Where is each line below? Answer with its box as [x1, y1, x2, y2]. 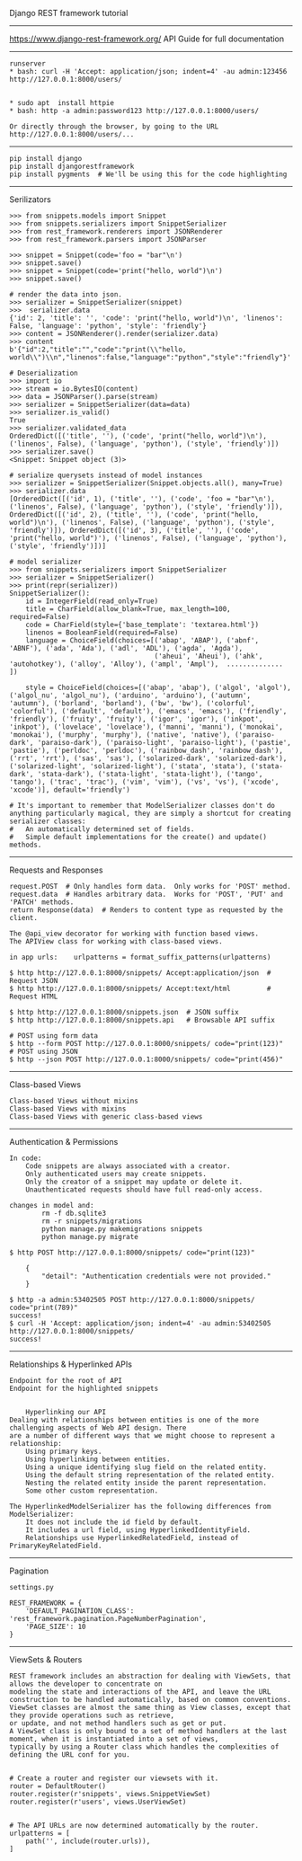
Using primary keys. [25, 1447, 102, 1456]
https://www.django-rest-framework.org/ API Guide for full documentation [9, 33, 285, 44]
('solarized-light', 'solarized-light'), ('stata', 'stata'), [9, 762, 247, 771]
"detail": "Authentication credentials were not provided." [41, 1272, 271, 1281]
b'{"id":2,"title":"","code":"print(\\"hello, [9, 345, 187, 354]
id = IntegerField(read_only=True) [25, 597, 159, 606]
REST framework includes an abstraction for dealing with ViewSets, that [9, 1671, 292, 1680]
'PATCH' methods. [9, 898, 75, 907]
